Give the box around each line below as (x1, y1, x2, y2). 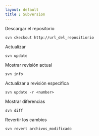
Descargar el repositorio (5, 25, 54, 31)
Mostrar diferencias (5, 98, 46, 104)
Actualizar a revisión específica (5, 80, 69, 86)
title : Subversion (5, 12, 46, 17)
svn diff (5, 108, 23, 113)
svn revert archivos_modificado (5, 126, 72, 131)
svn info (5, 71, 23, 77)
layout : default (5, 7, 39, 12)
